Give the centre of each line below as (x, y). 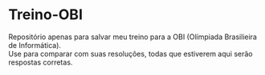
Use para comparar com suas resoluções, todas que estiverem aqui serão (130, 53)
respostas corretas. (41, 62)
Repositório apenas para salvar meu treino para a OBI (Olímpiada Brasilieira (132, 37)
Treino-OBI (45, 15)
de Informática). (35, 45)
